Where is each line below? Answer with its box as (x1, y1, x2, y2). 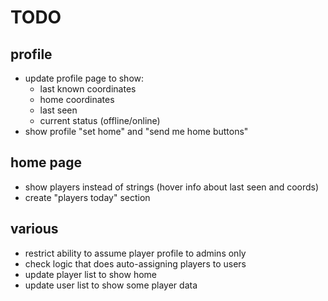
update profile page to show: (24, 72, 145, 84)
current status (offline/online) (39, 115, 161, 126)
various (10, 221, 59, 238)
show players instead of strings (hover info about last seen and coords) (24, 181, 320, 193)
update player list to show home (24, 268, 157, 280)
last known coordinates (39, 83, 137, 95)
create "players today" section (24, 191, 151, 203)
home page (10, 154, 83, 171)
